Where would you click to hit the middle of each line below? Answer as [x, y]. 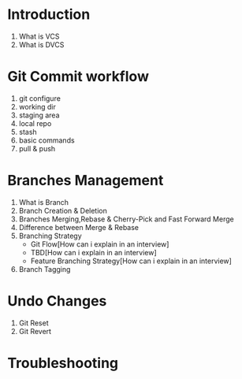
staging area [39, 115]
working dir [37, 106]
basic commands [47, 140]
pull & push [37, 148]
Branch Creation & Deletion [63, 210]
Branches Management [86, 181]
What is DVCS [41, 44]
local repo [35, 123]
